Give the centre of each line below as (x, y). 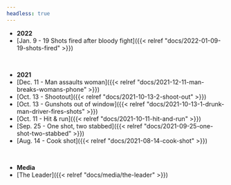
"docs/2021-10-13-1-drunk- (185, 104)
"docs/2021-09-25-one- (178, 126)
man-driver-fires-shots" (50, 111)
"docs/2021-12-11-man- (170, 82)
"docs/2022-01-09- (193, 40)
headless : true (28, 13)
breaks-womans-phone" (52, 89)
